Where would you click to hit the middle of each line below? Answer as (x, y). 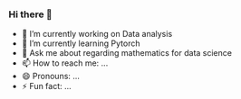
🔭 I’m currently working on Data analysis (97, 34)
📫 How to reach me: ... (65, 63)
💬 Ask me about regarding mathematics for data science (127, 53)
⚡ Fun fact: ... (46, 86)
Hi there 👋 (31, 14)
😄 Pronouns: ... (51, 76)
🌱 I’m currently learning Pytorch (81, 43)
